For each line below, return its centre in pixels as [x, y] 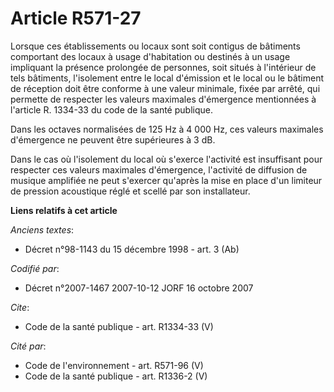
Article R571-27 [76, 18]
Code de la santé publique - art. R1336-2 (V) [116, 376]
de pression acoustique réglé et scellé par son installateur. [130, 191]
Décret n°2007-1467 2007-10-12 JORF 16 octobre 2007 [139, 288]
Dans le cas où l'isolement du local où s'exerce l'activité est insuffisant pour [166, 159]
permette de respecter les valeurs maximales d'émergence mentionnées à [163, 99]
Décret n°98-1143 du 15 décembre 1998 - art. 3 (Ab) [132, 249]
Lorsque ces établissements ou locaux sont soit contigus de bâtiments [155, 46]
